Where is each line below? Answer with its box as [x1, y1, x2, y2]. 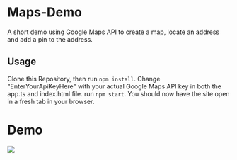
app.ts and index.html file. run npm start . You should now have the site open [7, 89, 230, 98]
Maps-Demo [7, 4, 83, 21]
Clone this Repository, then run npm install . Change [7, 74, 161, 83]
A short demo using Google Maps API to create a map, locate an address [7, 28, 220, 36]
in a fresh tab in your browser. [7, 97, 95, 105]
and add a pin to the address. [7, 35, 93, 43]
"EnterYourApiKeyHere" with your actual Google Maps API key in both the [7, 82, 221, 91]
